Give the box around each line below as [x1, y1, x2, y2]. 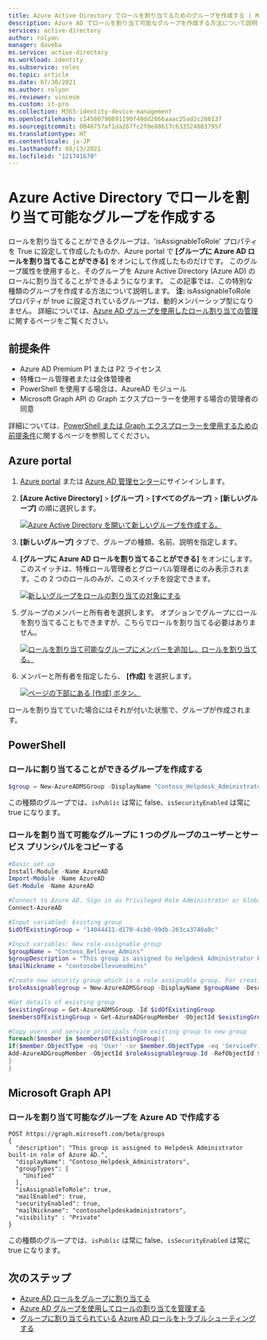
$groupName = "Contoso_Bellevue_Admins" [8, 947, 145, 955]
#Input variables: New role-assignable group [8, 940, 161, 948]
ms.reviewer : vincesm [8, 93, 80, 101]
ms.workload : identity [8, 56, 83, 64]
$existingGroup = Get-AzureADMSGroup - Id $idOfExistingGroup [8, 1005, 215, 1014]
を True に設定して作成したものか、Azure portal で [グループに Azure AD [8, 247, 246, 256]
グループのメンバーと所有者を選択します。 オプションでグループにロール [19, 608, 257, 617]
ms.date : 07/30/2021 [8, 78, 77, 86]
